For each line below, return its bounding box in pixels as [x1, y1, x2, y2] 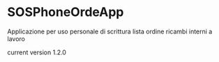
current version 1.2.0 [7, 48, 66, 56]
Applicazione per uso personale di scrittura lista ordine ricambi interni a [7, 27, 213, 36]
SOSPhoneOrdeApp [7, 4, 124, 20]
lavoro [7, 34, 26, 42]
